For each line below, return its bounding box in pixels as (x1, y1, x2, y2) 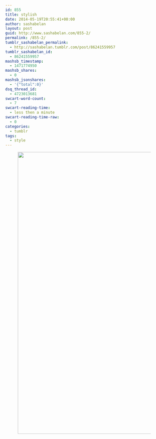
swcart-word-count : (5, 96, 46, 101)
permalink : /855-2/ (5, 36, 46, 41)
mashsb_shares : (5, 68, 37, 73)
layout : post (5, 26, 33, 31)
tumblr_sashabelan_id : (5, 49, 53, 54)
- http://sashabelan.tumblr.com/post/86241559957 (10, 45, 115, 50)
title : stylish (5, 12, 37, 17)
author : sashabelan (5, 21, 46, 27)
